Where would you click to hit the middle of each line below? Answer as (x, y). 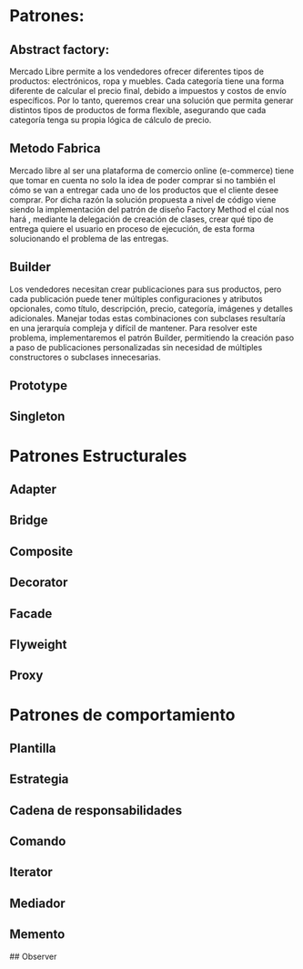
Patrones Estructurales (98, 456)
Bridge (29, 521)
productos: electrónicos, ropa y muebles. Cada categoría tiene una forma (147, 81)
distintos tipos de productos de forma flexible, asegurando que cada (138, 110)
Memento (37, 935)
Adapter (33, 489)
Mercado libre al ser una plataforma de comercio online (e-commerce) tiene (151, 171)
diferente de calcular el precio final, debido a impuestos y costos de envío (148, 91)
